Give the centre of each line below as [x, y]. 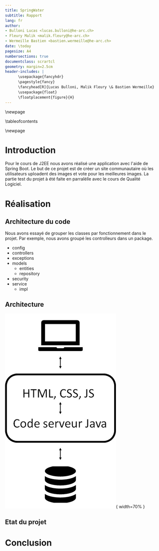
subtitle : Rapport [23, 15]
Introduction [30, 150]
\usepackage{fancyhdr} [41, 77]
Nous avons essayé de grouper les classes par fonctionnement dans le [76, 234]
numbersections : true [27, 56]
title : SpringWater [25, 10]
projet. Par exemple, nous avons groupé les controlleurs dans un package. [79, 238]
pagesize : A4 [18, 51]
